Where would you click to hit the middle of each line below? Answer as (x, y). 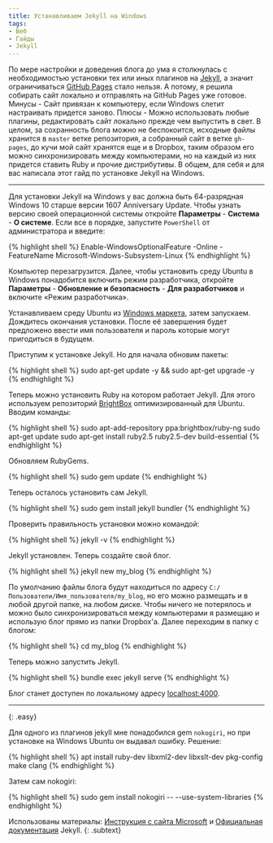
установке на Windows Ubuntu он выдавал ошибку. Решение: (115, 741)
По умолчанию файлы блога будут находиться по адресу (108, 587)
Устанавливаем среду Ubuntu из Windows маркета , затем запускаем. (130, 313)
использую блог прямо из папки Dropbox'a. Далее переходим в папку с (134, 622)
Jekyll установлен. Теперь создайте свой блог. (90, 556)
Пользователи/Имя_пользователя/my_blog (76, 596)
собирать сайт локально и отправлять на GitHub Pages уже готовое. (128, 95)
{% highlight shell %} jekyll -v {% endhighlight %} (92, 540)
